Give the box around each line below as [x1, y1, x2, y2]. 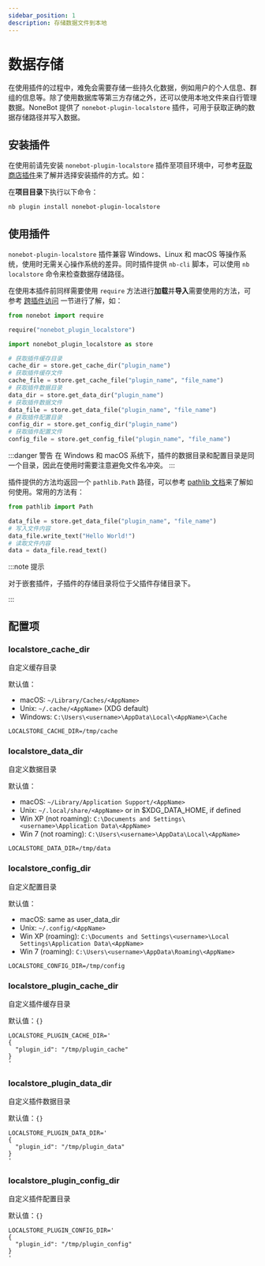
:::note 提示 [8, 562, 45, 572]
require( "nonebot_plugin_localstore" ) [8, 326, 136, 334]
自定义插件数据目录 [8, 1097, 71, 1106]
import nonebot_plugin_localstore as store [8, 340, 154, 348]
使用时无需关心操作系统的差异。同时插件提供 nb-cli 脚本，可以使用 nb [21, 259, 250, 269]
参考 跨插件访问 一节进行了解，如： [8, 296, 123, 305]
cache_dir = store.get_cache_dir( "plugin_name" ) [8, 361, 171, 370]
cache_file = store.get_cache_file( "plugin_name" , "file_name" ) [8, 376, 224, 384]
